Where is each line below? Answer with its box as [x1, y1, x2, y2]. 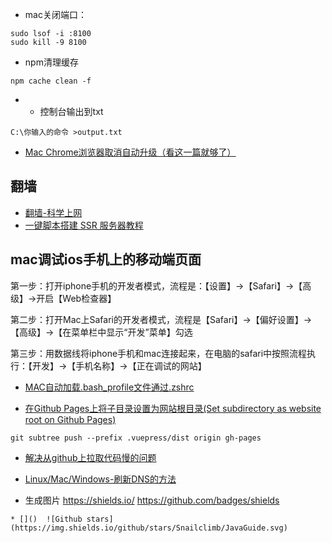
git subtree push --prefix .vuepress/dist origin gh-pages [10, 433, 262, 443]
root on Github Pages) [24, 413, 117, 425]
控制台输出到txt [39, 106, 104, 117]
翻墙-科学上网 [24, 206, 83, 218]
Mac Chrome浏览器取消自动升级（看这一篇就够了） [24, 146, 237, 158]
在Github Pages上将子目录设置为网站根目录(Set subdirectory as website [24, 402, 322, 414]
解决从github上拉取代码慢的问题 [24, 451, 157, 463]
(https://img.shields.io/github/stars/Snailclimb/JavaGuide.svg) [10, 523, 288, 533]
